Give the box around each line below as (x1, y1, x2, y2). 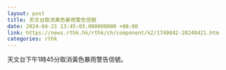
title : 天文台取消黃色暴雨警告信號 (7, 16, 97, 23)
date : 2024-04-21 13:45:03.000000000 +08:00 (7, 23, 138, 30)
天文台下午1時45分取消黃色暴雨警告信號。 (7, 56, 127, 64)
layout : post (7, 10, 45, 17)
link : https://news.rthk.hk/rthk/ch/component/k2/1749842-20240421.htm (7, 29, 219, 36)
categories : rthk (7, 36, 58, 43)
